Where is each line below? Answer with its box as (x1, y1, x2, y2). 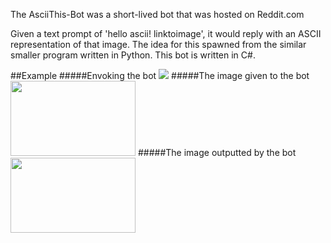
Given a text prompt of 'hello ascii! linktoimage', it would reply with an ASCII (10, 28, 322, 39)
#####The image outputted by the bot (137, 147, 297, 158)
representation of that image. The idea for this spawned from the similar (10, 39, 307, 50)
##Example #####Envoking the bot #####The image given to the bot (10, 70, 310, 81)
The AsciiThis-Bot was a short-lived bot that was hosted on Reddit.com (10, 9, 305, 20)
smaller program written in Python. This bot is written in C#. (10, 49, 256, 61)
